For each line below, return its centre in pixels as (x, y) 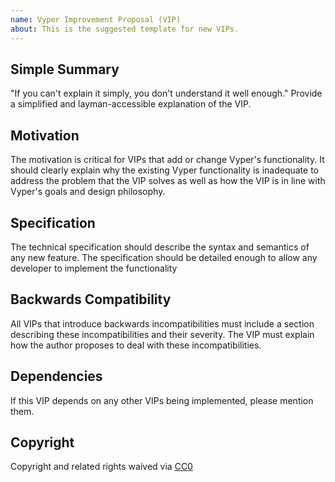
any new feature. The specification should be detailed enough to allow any (164, 257)
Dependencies (56, 376)
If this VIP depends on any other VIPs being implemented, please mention (162, 400)
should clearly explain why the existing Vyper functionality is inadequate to (164, 170)
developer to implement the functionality (94, 268)
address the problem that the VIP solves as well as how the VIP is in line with (168, 181)
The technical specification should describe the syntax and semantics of (160, 247)
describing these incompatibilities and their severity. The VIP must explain (162, 334)
